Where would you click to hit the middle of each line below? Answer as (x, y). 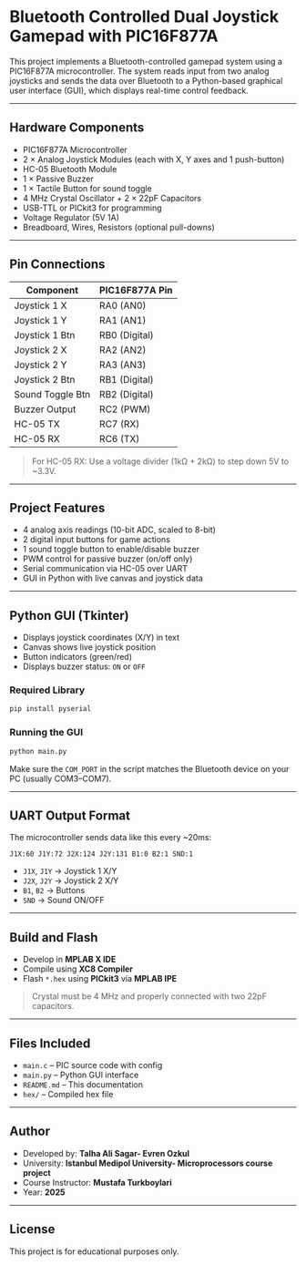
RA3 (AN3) (122, 365)
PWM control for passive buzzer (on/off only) (107, 559)
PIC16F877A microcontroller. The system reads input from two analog (140, 71)
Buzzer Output (45, 409)
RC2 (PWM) (125, 409)
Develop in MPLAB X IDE (69, 960)
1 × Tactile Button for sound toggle (87, 188)
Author (30, 1132)
